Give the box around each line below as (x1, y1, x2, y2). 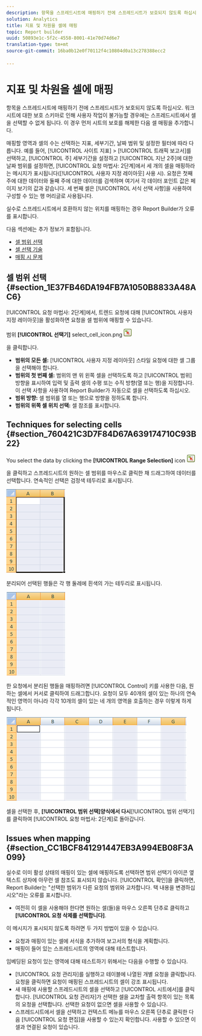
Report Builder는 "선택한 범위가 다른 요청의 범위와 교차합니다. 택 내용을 (6, 884, 175, 891)
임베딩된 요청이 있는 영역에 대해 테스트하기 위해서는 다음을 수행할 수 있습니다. (6, 958, 188, 965)
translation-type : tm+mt (6, 42, 69, 48)
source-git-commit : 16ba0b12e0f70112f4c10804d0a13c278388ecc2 (6, 48, 166, 54)
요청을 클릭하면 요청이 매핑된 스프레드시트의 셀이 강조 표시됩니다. (14, 978, 168, 985)
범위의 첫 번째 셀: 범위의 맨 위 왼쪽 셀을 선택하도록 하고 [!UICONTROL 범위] (14, 371, 192, 379)
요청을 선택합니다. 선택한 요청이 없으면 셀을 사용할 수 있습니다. (21, 1001, 168, 1008)
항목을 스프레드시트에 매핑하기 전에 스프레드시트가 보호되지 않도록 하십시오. (6, 104, 184, 111)
